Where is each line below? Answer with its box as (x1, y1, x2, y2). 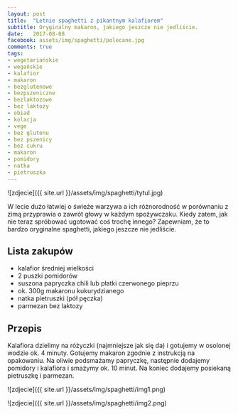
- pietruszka (7, 168, 46, 176)
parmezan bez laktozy (17, 302, 83, 310)
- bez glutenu (7, 129, 50, 136)
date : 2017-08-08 (7, 30, 65, 38)
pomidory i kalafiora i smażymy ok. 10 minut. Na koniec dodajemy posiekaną (7, 364, 231, 373)
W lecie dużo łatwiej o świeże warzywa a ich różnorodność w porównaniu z (7, 202, 229, 210)
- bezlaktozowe (7, 97, 53, 104)
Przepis (7, 322, 42, 334)
